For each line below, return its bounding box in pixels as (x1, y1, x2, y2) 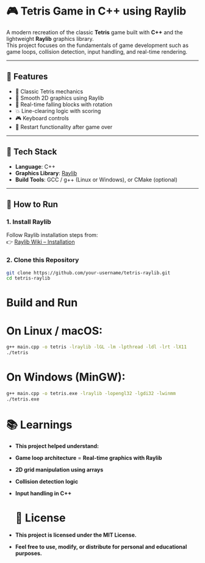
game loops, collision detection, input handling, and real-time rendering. (6, 48, 188, 55)
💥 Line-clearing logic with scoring (15, 107, 101, 114)
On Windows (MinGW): (6, 370, 126, 384)
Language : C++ (15, 162, 56, 170)
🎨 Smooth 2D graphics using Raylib (15, 94, 104, 101)
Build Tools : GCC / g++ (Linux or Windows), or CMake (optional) (15, 176, 178, 183)
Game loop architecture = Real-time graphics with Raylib (15, 454, 162, 461)
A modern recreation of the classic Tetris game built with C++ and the (6, 28, 183, 36)
